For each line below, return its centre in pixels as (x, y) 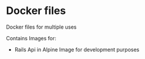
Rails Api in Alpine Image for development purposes (77, 49)
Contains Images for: (31, 38)
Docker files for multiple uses (42, 27)
